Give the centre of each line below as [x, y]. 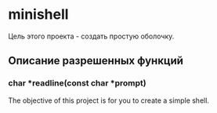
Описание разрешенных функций [96, 61]
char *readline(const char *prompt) [77, 83]
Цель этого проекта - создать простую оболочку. [91, 36]
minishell [38, 15]
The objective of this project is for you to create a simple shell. [109, 100]
